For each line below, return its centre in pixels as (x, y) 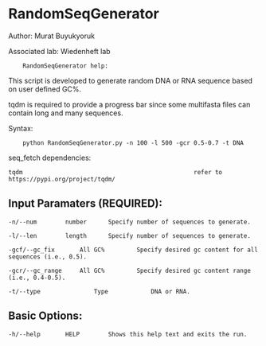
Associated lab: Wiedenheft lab (59, 51)
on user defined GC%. (45, 89)
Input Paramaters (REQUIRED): (86, 204)
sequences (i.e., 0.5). (48, 257)
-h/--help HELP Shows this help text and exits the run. (128, 334)
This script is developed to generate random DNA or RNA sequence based (131, 80)
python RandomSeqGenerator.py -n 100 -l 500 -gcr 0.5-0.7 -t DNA (133, 143)
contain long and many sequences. (66, 113)
